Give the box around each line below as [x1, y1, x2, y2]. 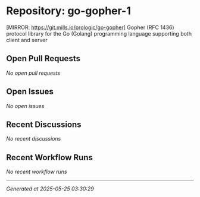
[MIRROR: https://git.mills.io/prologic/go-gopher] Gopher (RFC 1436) [6, 24, 174, 31]
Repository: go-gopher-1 [6, 4, 131, 18]
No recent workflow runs [6, 168, 67, 176]
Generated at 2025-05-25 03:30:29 [6, 185, 94, 192]
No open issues [6, 102, 45, 109]
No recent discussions [6, 135, 61, 142]
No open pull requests [6, 69, 61, 77]
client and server [6, 36, 48, 43]
